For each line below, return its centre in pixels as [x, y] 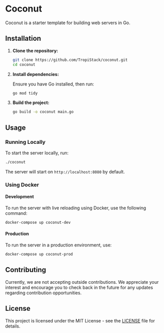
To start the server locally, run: [37, 153]
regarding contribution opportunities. [44, 293]
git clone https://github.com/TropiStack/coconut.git [70, 60]
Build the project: [31, 103]
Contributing [26, 270]
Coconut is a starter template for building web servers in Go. [68, 23]
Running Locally [25, 142]
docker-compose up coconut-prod [39, 255]
